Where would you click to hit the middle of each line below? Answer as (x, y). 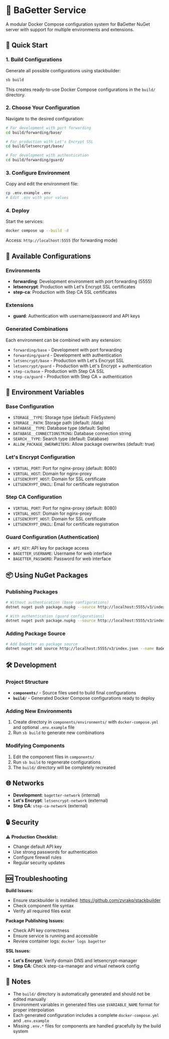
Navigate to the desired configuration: (45, 119)
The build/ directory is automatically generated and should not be (81, 994)
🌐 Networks (25, 783)
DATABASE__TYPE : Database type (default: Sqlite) (61, 428)
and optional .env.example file (44, 728)
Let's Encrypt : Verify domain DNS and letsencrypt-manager (75, 961)
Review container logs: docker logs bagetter (60, 941)
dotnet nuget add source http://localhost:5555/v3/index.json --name (80, 649)
